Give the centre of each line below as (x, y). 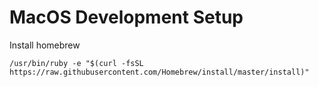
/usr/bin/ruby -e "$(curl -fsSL (76, 63)
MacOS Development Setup (126, 17)
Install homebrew (45, 45)
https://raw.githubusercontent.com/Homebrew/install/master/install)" (159, 72)
